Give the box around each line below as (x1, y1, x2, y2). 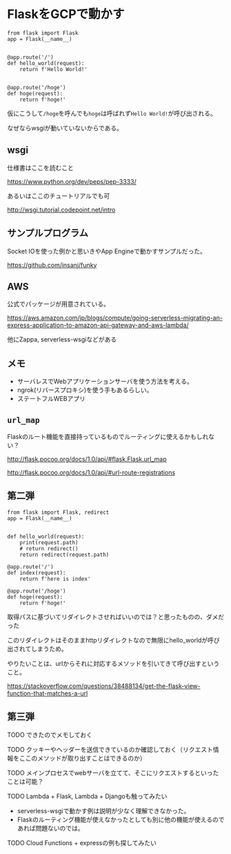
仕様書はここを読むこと (7, 163, 74, 171)
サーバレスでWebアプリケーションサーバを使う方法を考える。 (17, 378, 193, 386)
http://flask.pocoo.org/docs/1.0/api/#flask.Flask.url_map (7, 455, 167, 463)
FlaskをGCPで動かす (7, 6, 125, 22)
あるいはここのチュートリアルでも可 (7, 192, 110, 200)
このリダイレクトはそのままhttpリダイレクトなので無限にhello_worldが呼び (7, 635, 221, 644)
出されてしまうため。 (7, 644, 68, 653)
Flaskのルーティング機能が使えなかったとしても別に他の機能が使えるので (17, 815, 225, 824)
